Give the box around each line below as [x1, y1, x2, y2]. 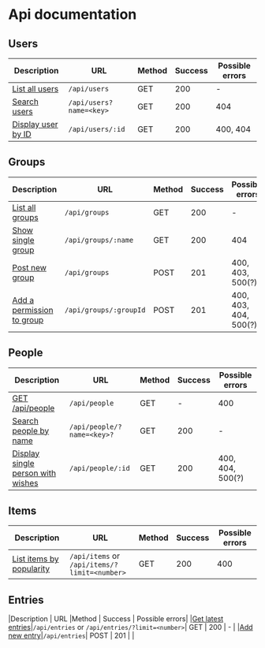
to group [12, 314, 44, 325]
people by [12, 425, 50, 436]
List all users [12, 84, 59, 94]
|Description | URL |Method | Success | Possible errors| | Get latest [8, 614, 224, 624]
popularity [12, 564, 50, 575]
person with [12, 467, 57, 479]
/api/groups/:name [64, 235, 134, 244]
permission [12, 304, 54, 315]
